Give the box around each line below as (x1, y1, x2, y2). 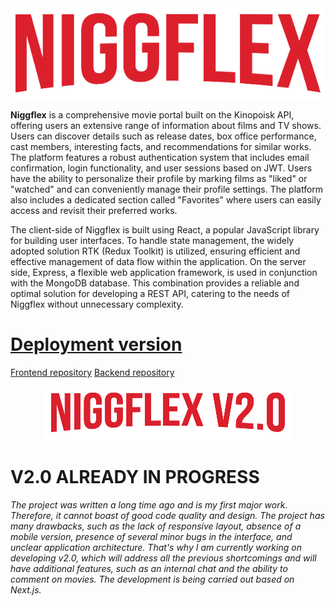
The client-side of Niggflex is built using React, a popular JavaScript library (10, 224, 320, 236)
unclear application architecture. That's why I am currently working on (10, 542, 302, 554)
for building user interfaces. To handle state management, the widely (10, 235, 295, 247)
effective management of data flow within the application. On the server (10, 256, 307, 268)
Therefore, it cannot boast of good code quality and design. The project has (10, 510, 325, 522)
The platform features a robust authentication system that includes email (10, 152, 310, 164)
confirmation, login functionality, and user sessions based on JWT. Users (10, 162, 313, 174)
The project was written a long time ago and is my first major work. (10, 499, 288, 511)
